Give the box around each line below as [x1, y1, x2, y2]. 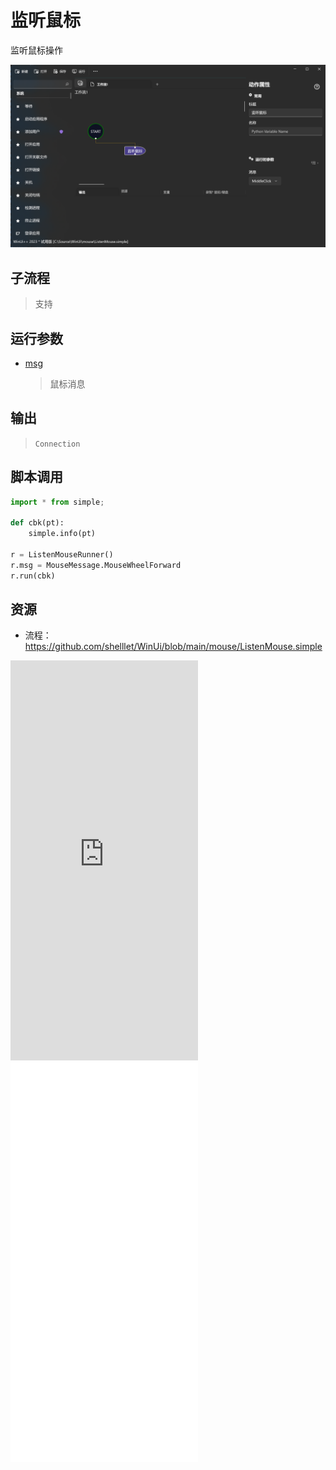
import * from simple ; [10, 497, 105, 507]
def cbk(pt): [10, 518, 65, 528]
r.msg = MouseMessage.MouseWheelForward [10, 560, 182, 570]
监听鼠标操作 [10, 44, 63, 56]
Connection [34, 439, 81, 449]
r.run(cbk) [10, 571, 56, 581]
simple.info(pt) [28, 529, 97, 539]
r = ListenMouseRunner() [10, 549, 114, 560]
